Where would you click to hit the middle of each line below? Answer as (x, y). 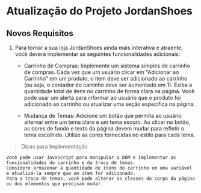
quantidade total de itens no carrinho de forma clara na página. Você (109, 91)
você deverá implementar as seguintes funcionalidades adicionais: (97, 54)
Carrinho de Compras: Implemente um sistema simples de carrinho (107, 66)
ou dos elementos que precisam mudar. (55, 184)
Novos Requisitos (40, 33)
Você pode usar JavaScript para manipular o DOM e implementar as (91, 158)
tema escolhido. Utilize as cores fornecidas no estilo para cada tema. (110, 135)
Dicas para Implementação (54, 146)
